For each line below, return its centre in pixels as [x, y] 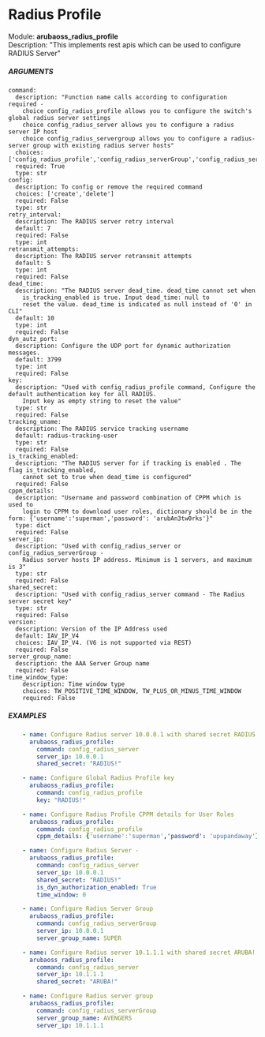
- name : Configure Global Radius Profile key [99, 778]
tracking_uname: [35, 421]
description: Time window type [74, 684]
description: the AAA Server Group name [82, 663]
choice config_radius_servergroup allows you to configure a [125, 139]
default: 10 [35, 318]
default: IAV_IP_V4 [47, 636]
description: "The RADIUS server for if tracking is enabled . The [129, 463]
